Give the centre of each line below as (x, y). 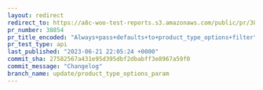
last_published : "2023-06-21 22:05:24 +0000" (83, 52)
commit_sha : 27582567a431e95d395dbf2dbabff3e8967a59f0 (99, 59)
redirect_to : (29, 23)
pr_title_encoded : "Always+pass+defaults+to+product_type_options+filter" (132, 37)
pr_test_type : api (37, 45)
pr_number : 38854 (36, 30)
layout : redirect (36, 15)
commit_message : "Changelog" (55, 67)
